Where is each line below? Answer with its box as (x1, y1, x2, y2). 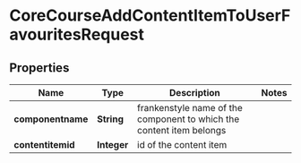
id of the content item (137, 139, 228, 150)
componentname (13, 113, 89, 125)
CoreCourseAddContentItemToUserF (9, 5, 291, 26)
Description (168, 87, 221, 99)
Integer (97, 139, 129, 150)
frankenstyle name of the (137, 102, 244, 114)
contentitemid (13, 139, 75, 150)
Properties (9, 60, 70, 75)
